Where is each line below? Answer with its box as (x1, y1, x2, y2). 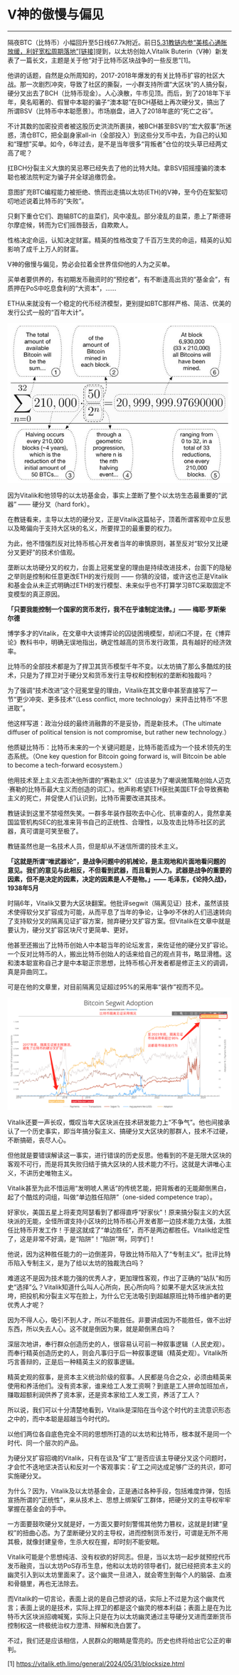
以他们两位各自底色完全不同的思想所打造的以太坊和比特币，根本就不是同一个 (7, 1430, 232, 1438)
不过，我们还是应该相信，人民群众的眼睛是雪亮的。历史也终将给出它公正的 (7, 1637, 225, 1645)
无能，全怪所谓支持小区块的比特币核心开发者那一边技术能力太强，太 (26, 1217, 225, 1225)
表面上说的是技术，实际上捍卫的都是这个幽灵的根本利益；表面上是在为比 (19, 1604, 232, 1612)
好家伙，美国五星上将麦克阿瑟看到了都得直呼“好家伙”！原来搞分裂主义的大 (7, 1208, 225, 1217)
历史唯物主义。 (31, 1169, 76, 1178)
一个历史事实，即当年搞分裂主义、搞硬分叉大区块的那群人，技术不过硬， (19, 1127, 232, 1136)
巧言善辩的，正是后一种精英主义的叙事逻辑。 (7, 1358, 139, 1367)
